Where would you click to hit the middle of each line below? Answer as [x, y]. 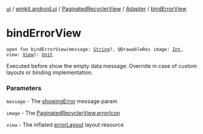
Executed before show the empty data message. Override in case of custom [102, 65]
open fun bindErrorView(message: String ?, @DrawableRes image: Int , [95, 49]
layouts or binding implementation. [50, 72]
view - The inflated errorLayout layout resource [65, 125]
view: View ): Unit [29, 55]
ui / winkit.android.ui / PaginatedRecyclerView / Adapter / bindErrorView [96, 9]
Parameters [24, 88]
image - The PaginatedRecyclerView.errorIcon [63, 113]
